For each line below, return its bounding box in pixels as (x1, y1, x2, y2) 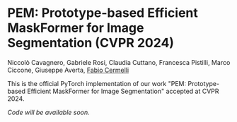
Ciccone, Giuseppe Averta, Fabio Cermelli (7, 66, 129, 74)
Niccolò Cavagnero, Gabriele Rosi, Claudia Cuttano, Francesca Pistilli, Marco (7, 58, 231, 66)
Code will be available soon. (7, 108, 90, 116)
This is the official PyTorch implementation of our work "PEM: (7, 79, 187, 87)
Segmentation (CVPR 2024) (7, 35, 175, 51)
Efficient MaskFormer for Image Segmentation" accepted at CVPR (27, 87, 219, 95)
